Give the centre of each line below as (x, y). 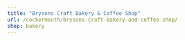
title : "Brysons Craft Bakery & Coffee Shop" (74, 13)
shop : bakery (26, 26)
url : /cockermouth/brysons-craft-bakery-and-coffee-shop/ (92, 20)
